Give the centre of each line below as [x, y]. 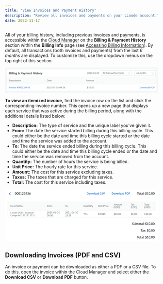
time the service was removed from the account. [61, 156]
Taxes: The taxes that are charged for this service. [63, 177]
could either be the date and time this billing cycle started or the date [81, 136]
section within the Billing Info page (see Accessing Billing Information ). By [79, 45]
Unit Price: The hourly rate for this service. [55, 167]
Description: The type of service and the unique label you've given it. [82, 125]
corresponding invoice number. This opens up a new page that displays [76, 106]
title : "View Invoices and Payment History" [51, 10]
